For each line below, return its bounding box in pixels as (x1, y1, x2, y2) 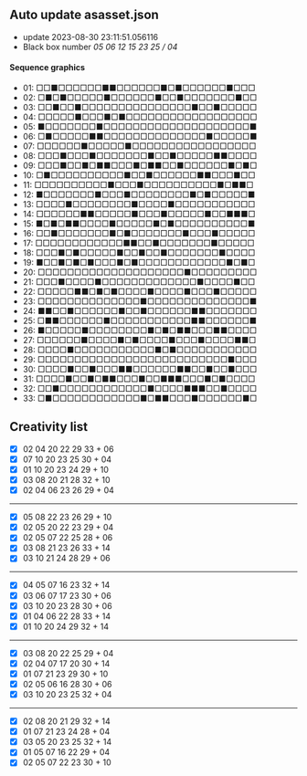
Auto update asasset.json (9, 7, 160, 23)
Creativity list (9, 419, 89, 435)
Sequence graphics (9, 62, 85, 73)
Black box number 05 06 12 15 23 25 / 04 (22, 41, 178, 52)
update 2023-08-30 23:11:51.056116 (22, 31, 159, 42)
